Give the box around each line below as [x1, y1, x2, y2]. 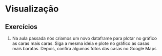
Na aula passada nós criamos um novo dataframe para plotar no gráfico [12, 35, 157, 41]
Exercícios [5, 23, 38, 31]
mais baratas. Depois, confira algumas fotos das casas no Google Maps [12, 46, 157, 51]
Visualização [5, 3, 59, 14]
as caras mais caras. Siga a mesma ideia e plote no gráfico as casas [12, 41, 150, 46]
